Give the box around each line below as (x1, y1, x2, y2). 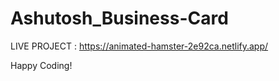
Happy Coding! (10, 59, 73, 71)
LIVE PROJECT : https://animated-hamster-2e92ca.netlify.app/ (10, 40, 269, 52)
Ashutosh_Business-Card (10, 7, 229, 30)
